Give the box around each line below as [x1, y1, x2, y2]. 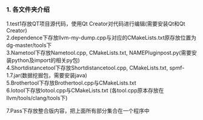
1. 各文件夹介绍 [6, 5, 50, 13]
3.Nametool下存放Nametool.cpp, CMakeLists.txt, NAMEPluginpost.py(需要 [6, 49, 192, 57]
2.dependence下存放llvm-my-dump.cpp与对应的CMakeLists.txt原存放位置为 [6, 34, 197, 42]
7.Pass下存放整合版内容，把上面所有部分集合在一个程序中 [6, 107, 150, 115]
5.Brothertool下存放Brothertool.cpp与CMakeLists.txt [6, 80, 136, 87]
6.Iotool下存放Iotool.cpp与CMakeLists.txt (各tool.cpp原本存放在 [6, 87, 164, 94]
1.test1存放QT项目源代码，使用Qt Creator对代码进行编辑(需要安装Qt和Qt [6, 20, 185, 28]
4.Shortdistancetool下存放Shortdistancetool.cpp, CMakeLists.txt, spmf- [6, 65, 185, 72]
